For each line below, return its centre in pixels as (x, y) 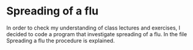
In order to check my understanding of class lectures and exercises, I (93, 28)
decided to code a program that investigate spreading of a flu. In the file (97, 34)
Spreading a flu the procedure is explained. (60, 40)
